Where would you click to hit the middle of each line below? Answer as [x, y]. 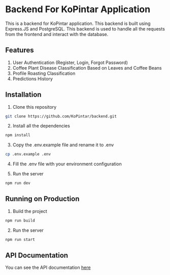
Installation [23, 95]
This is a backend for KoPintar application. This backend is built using [78, 23]
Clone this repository [35, 107]
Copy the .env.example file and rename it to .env [63, 145]
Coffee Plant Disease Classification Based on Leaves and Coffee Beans [87, 68]
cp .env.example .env [28, 154]
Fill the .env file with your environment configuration [67, 164]
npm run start [20, 239]
